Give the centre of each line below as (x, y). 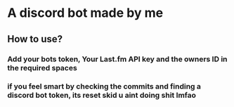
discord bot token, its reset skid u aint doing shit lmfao (102, 95)
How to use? (35, 39)
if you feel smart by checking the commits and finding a (104, 87)
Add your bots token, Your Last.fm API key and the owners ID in (117, 59)
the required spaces (42, 68)
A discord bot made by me (85, 13)
